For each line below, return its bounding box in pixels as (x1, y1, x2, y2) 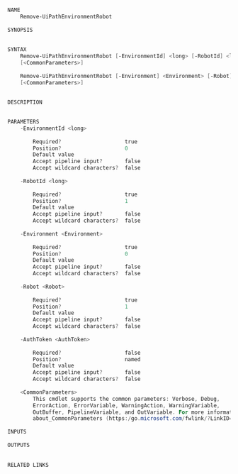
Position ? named (33, 355, 141, 363)
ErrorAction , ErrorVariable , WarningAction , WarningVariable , (33, 402, 220, 409)
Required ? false (33, 349, 141, 356)
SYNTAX (7, 46, 27, 53)
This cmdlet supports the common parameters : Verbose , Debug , (33, 395, 220, 402)
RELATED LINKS (7, 461, 50, 468)
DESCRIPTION (7, 99, 42, 106)
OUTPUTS (7, 441, 30, 448)
